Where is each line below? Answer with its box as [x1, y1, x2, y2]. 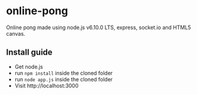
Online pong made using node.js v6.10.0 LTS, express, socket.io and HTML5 [6, 24, 191, 31]
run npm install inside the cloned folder [14, 69, 113, 77]
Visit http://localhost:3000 [14, 82, 79, 89]
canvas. [6, 30, 25, 37]
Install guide [6, 47, 53, 58]
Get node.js [14, 63, 43, 70]
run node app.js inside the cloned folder [14, 75, 113, 83]
